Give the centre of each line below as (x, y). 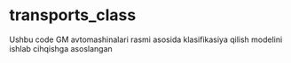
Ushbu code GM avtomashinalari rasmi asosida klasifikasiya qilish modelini (146, 39)
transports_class (73, 15)
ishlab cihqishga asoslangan (61, 48)
